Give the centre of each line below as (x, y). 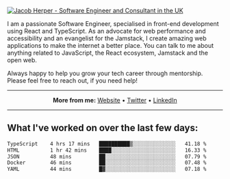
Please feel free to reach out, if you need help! (73, 81)
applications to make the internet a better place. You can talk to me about (111, 45)
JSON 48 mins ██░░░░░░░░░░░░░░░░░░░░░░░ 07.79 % (107, 156)
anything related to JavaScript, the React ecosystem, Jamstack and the (108, 53)
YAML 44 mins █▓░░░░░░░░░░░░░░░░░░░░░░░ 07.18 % (107, 169)
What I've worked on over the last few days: (103, 128)
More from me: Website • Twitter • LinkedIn (115, 100)
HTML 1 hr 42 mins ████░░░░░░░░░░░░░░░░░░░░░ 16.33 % (107, 150)
